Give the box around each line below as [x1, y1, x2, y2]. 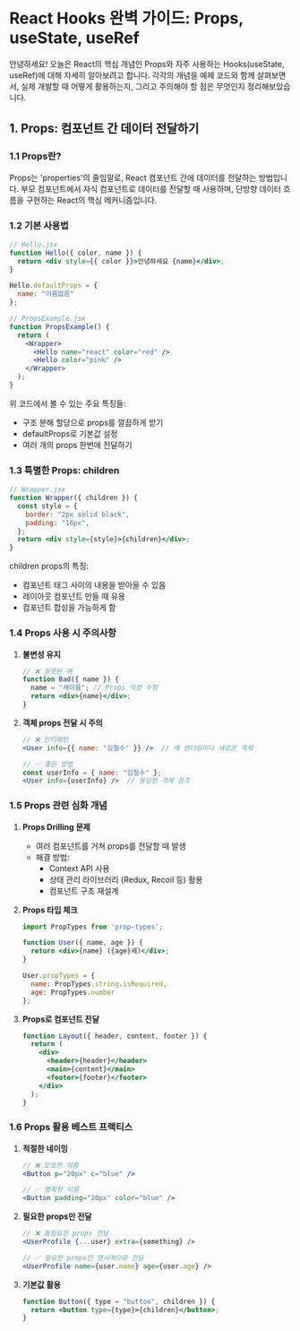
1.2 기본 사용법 [9, 219, 69, 231]
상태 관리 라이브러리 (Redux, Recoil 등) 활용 [48, 874, 203, 885]
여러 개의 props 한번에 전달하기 [21, 439, 133, 450]
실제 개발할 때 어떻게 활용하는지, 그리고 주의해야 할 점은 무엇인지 [21, 81, 245, 91]
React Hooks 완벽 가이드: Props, [9, 8, 244, 29]
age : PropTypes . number [30, 988, 116, 997]
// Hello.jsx [9, 239, 58, 249]
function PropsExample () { [9, 322, 110, 332]
